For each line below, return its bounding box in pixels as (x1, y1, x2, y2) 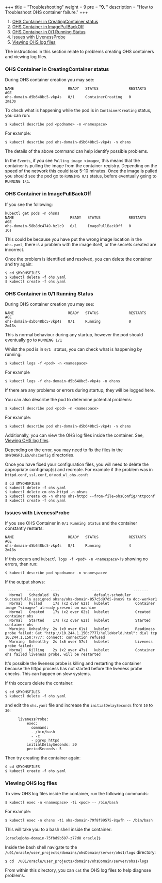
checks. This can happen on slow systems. (5, 671, 91, 677)
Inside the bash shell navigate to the (5, 844, 78, 850)
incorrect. (5, 247, 25, 252)
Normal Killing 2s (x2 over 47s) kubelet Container (9, 648, 155, 653)
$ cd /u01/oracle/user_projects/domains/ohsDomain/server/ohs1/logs (5, 859, 149, 864)
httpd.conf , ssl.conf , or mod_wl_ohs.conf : (5, 472, 88, 477)
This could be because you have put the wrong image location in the (5, 236, 142, 242)
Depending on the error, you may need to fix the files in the (5, 447, 123, 453)
